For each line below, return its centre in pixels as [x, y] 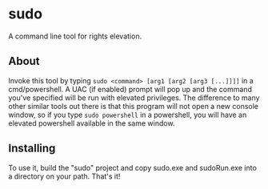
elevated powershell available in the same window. [92, 123]
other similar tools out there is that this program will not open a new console [133, 106]
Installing [32, 149]
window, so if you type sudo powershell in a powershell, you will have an [128, 115]
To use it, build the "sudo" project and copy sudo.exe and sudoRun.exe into [133, 167]
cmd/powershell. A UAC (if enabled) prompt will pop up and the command [130, 89]
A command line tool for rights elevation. [75, 36]
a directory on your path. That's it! [64, 176]
